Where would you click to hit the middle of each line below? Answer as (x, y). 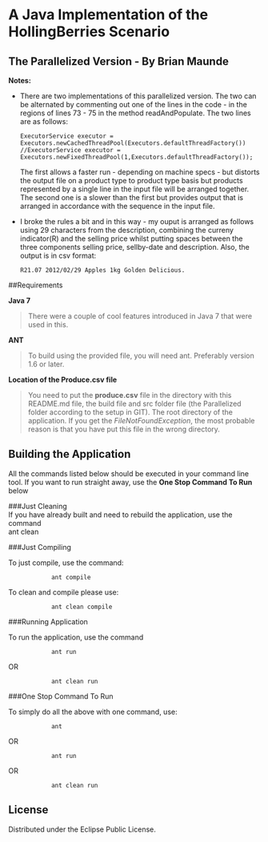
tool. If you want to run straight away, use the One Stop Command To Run (130, 482)
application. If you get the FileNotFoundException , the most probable (141, 421)
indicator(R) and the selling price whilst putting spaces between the (131, 239)
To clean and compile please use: (64, 592)
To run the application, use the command (76, 637)
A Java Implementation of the (108, 15)
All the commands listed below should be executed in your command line (129, 473)
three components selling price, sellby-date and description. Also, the (135, 247)
